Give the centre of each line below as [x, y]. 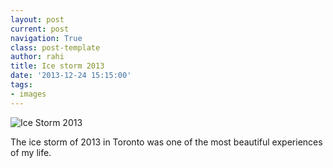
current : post [40, 29]
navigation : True [46, 38]
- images [28, 94]
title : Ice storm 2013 [57, 66]
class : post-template [55, 47]
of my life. [31, 152]
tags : [21, 85]
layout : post [37, 19]
